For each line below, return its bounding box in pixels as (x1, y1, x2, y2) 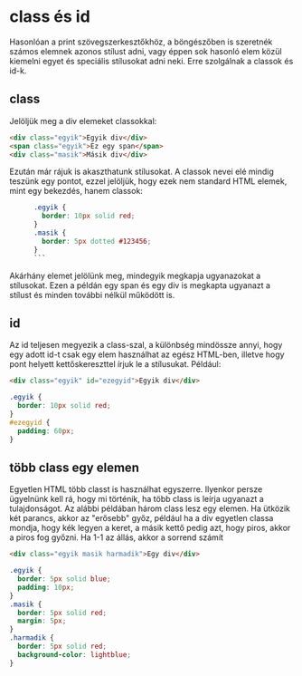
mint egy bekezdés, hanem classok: (9, 186, 143, 197)
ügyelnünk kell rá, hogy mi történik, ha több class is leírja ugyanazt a (9, 494, 264, 505)
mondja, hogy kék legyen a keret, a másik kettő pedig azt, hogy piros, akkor (9, 523, 291, 534)
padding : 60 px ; (17, 426, 75, 436)
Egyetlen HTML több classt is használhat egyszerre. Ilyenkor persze (9, 484, 263, 495)
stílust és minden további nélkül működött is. (9, 289, 175, 300)
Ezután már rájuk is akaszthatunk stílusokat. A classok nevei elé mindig (9, 166, 274, 178)
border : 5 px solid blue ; (17, 575, 111, 584)
